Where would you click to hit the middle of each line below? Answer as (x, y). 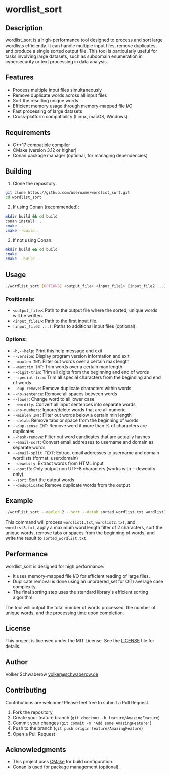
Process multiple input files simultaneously (57, 90)
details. (13, 646)
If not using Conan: (32, 240)
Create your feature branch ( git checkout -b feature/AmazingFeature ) (86, 717)
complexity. (25, 587)
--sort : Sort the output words (44, 480)
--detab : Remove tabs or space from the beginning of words (75, 420)
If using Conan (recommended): (46, 207)
